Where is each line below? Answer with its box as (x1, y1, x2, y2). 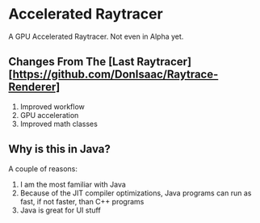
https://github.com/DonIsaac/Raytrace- (12, 68, 219, 82)
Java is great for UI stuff (19, 205, 101, 215)
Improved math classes (19, 119, 99, 128)
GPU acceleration (19, 110, 79, 120)
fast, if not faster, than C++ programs (19, 196, 145, 206)
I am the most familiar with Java (19, 179, 127, 189)
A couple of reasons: (8, 163, 78, 174)
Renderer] (8, 80, 61, 94)
